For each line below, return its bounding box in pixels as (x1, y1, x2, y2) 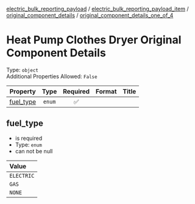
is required (15, 134, 43, 142)
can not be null (15, 147, 53, 155)
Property (9, 87, 37, 95)
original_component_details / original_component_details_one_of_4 (6, 12, 174, 19)
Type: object (6, 66, 38, 73)
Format (95, 87, 117, 95)
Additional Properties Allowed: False (6, 73, 97, 80)
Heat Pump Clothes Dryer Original (6, 33, 182, 47)
